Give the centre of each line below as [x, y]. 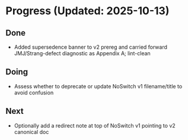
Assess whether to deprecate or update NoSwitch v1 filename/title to [98, 86]
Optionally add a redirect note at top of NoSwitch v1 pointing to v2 [95, 125]
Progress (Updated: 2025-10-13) [87, 11]
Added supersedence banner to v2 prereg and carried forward [90, 47]
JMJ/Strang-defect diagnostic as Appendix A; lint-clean [82, 53]
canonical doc [31, 132]
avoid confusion [34, 93]
